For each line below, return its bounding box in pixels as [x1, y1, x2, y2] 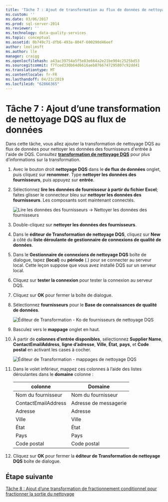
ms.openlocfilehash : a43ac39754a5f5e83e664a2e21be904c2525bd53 [5, 58, 140, 63]
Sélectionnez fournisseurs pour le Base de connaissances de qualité [12, 302, 157, 308]
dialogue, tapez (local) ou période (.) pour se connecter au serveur [12, 257, 152, 263]
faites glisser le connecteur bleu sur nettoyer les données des [12, 191, 142, 197]
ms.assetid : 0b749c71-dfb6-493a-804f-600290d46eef [5, 40, 113, 45]
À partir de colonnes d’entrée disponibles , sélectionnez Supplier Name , [12, 336, 163, 342]
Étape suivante [5, 472, 53, 481]
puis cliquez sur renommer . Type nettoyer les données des [12, 171, 137, 177]
